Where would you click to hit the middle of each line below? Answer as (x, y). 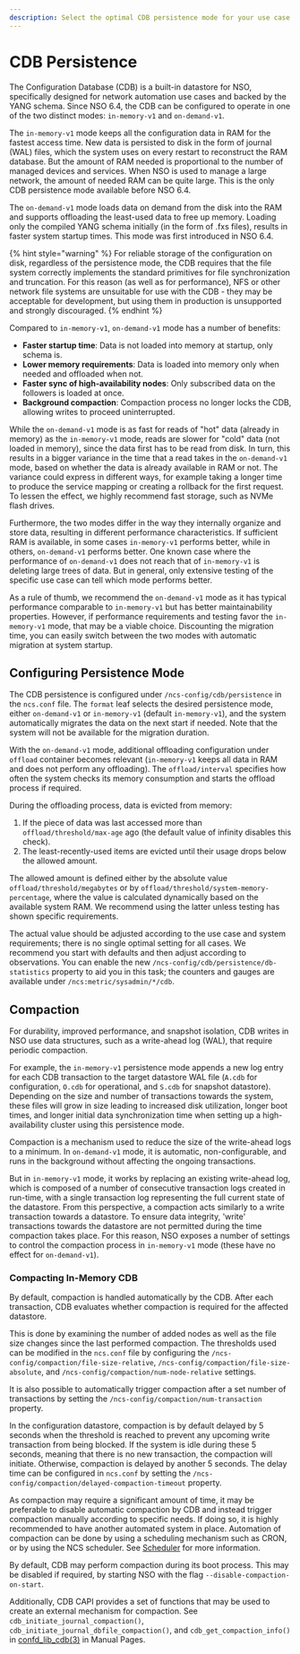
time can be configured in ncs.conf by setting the (100, 1473)
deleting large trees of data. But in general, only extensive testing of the (141, 570)
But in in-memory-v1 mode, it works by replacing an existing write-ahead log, (150, 1179)
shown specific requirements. (64, 916)
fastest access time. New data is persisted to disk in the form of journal (141, 142)
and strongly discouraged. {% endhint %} (86, 310)
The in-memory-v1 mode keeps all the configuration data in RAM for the (140, 133)
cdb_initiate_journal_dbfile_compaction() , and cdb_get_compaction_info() (150, 1630)
